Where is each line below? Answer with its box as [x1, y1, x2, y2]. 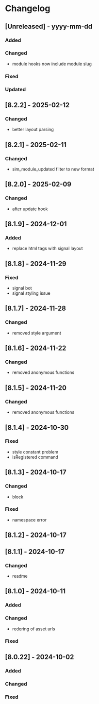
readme [12, 573, 28, 579]
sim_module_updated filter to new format [12, 166, 95, 172]
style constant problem [12, 449, 59, 454]
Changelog [5, 3, 50, 14]
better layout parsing [12, 127, 54, 133]
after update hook [12, 206, 48, 212]
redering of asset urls [12, 626, 55, 632]
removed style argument [12, 330, 62, 335]
